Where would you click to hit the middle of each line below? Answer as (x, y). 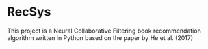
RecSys (29, 12)
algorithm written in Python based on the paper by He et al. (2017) (100, 37)
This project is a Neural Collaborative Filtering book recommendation (104, 31)
